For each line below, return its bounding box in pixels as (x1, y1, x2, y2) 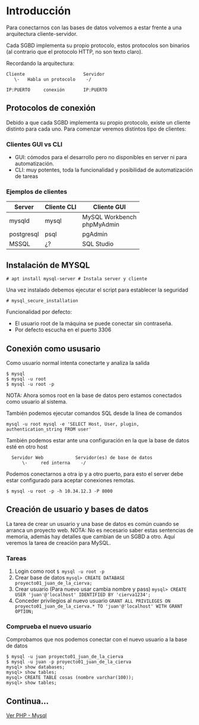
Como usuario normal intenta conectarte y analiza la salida (6, 359, 150, 366)
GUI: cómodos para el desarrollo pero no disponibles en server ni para (14, 154, 187, 161)
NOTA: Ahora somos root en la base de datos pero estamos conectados (6, 392, 182, 399)
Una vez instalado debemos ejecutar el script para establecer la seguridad (6, 286, 188, 293)
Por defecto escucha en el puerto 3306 (14, 326, 112, 333)
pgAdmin (82, 230, 108, 238)
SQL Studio (82, 240, 114, 248)
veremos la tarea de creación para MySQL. (6, 539, 111, 546)
